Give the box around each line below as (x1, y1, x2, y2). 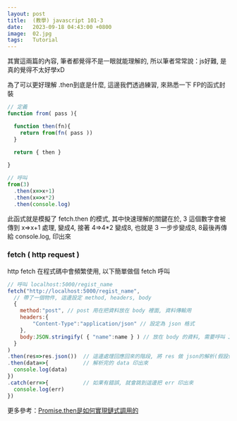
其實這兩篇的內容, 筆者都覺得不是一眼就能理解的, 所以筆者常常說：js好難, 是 (7, 57, 227, 66)
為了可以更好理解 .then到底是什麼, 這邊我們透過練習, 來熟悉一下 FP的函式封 (7, 80, 226, 89)
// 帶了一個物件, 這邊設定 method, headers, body (13, 294, 152, 301)
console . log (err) (13, 386, 65, 393)
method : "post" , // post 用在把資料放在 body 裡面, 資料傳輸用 (20, 307, 192, 315)
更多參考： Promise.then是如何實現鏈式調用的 (7, 406, 139, 415)
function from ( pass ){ (7, 110, 78, 117)
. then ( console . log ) (13, 200, 71, 208)
